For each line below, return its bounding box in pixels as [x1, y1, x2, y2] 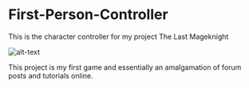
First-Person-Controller [8, 6, 169, 24]
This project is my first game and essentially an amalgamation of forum [8, 62, 242, 72]
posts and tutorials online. [8, 71, 93, 80]
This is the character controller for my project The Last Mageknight [8, 32, 229, 41]
